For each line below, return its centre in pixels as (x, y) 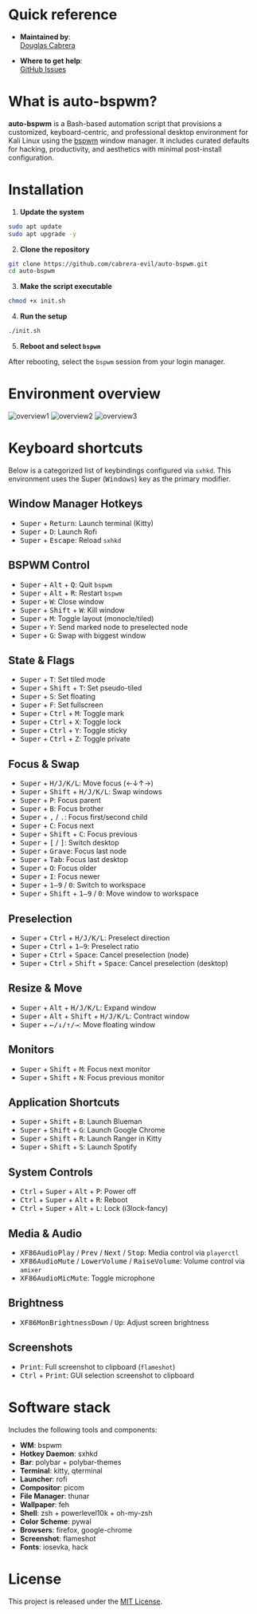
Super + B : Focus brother (62, 809)
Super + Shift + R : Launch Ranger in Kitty (91, 1138)
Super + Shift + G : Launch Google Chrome (92, 1130)
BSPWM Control (49, 566)
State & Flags (42, 660)
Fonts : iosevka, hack (54, 1547)
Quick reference (63, 15)
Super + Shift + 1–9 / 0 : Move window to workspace (109, 894)
